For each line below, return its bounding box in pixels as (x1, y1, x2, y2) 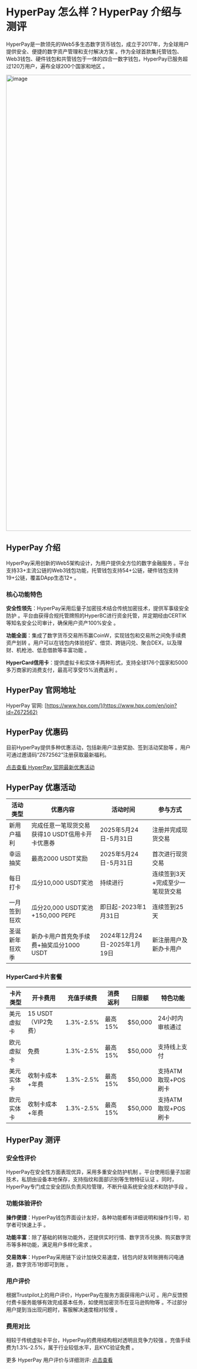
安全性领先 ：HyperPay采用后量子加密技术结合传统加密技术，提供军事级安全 (6, 605, 189, 612)
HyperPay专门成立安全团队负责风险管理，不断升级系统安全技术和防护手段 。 (6, 1183, 191, 1190)
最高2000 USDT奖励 (31, 854, 88, 863)
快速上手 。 (21, 1221, 49, 1228)
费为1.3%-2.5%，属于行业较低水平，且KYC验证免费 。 (6, 1344, 137, 1351)
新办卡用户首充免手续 (31, 932, 91, 941)
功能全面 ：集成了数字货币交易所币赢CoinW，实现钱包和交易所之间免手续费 (6, 632, 186, 639)
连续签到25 (152, 903, 184, 911)
